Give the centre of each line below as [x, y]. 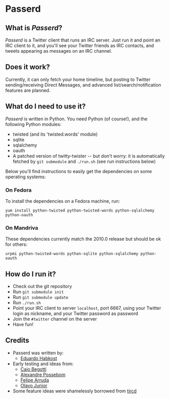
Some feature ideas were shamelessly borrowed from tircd [75, 391]
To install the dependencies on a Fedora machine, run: [63, 201]
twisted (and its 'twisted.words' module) [55, 134]
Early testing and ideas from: [43, 364]
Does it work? [28, 67]
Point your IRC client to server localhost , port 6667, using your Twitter [87, 308]
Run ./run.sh [27, 303]
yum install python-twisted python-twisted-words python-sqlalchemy [80, 211]
